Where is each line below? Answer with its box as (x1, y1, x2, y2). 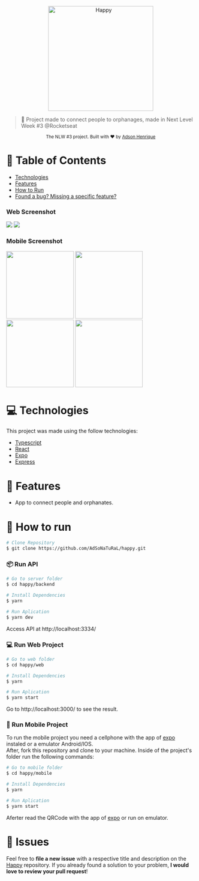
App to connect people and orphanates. (14, 499, 114, 506)
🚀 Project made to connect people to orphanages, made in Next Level (20, 116, 193, 123)
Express (14, 458, 35, 465)
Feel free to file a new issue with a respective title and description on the (6, 855, 187, 862)
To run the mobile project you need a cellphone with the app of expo (6, 734, 176, 741)
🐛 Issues (6, 835, 50, 849)
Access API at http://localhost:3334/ (6, 625, 97, 632)
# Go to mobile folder (6, 765, 63, 771)
